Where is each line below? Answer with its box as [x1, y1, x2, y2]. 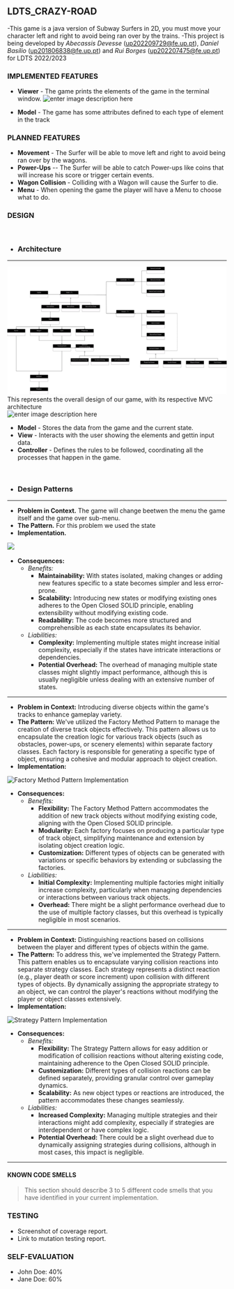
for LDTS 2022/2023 [7, 54, 67, 62]
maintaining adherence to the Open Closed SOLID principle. [38, 1059, 210, 1068]
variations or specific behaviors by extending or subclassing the [38, 856, 222, 864]
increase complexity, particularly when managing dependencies [38, 886, 222, 894]
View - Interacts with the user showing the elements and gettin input [17, 431, 214, 439]
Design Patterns [17, 484, 73, 494]
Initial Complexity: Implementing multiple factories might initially [38, 878, 224, 887]
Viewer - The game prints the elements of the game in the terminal [17, 87, 210, 96]
